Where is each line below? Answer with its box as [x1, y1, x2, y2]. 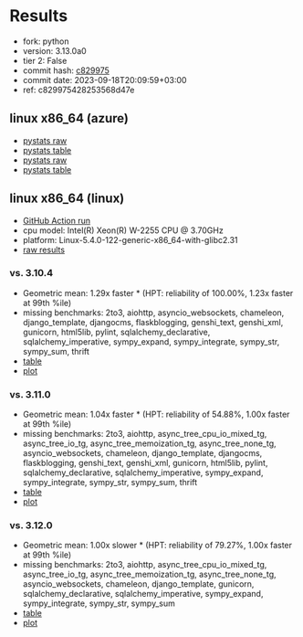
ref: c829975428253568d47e [22, 84, 135, 95]
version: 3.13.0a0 [22, 45, 87, 56]
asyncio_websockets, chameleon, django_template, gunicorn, [22, 579, 255, 589]
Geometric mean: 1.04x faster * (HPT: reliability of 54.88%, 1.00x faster [22, 409, 290, 420]
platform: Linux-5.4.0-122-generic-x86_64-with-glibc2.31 [22, 234, 239, 245]
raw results [22, 244, 66, 255]
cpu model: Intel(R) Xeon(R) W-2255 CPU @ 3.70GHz [22, 225, 224, 236]
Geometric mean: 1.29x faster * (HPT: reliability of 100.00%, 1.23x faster [22, 287, 294, 298]
